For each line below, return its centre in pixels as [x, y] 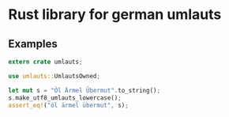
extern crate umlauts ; [45, 62]
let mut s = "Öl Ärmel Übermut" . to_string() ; [84, 90]
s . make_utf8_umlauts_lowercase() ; [65, 98]
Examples [33, 44]
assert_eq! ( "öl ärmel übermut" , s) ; [68, 105]
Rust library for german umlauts [115, 15]
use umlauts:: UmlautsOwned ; [54, 76]
